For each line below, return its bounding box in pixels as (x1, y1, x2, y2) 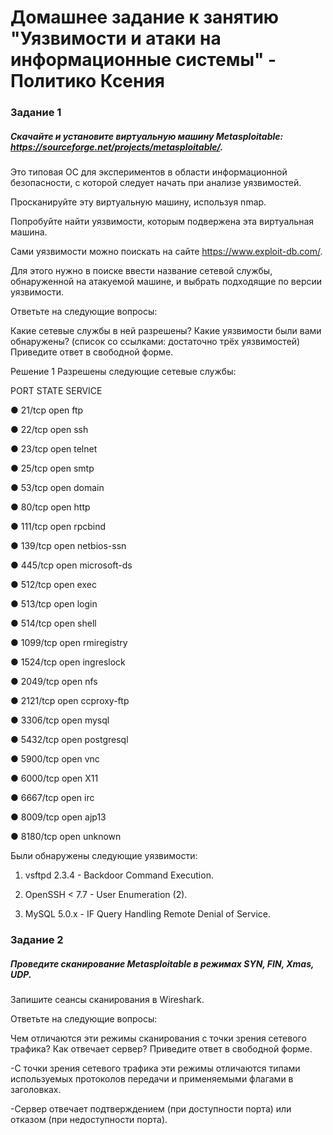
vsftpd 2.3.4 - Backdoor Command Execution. (24, 869, 214, 881)
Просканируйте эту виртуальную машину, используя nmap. (10, 196, 267, 208)
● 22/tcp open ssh (10, 424, 89, 436)
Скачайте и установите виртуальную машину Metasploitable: (10, 130, 284, 142)
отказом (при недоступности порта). (10, 1113, 168, 1125)
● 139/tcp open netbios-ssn (10, 540, 127, 552)
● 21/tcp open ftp (10, 404, 84, 416)
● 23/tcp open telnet (10, 443, 98, 455)
